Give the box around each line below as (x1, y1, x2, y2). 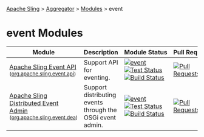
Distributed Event (9, 99, 59, 107)
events (84, 98, 103, 106)
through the (84, 106, 117, 114)
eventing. (84, 73, 110, 81)
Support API (84, 58, 118, 66)
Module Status (124, 48, 168, 56)
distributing (84, 91, 117, 99)
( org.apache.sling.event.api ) (9, 70, 76, 77)
